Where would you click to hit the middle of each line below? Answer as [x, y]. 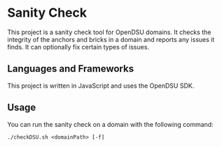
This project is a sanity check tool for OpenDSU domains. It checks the [109, 32]
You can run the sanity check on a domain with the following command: [110, 124]
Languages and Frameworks [71, 69]
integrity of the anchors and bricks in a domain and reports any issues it [111, 39]
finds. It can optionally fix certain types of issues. [78, 47]
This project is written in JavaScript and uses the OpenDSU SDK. [101, 86]
